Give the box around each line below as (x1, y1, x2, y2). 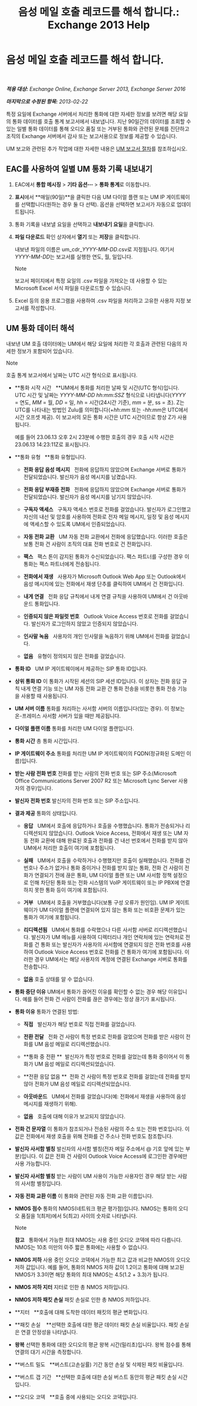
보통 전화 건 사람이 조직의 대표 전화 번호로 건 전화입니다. (23, 540, 152, 548)
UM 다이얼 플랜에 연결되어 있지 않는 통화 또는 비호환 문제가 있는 (39, 906, 186, 913)
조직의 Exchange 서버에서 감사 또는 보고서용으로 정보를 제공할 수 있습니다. (6, 132, 178, 139)
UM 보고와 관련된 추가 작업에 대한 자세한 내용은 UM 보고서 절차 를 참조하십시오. (6, 145, 188, 152)
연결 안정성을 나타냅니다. (21, 1328, 78, 1335)
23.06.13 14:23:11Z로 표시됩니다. (14, 441, 90, 448)
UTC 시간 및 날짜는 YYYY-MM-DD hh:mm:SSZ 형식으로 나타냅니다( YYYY (14, 391, 186, 398)
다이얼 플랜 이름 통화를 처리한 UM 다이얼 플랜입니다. (14, 725, 134, 732)
